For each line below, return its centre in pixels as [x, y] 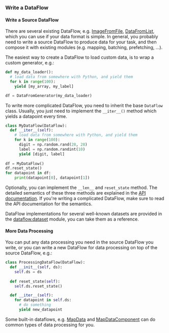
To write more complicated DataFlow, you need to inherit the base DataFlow [84, 105]
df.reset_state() [24, 168]
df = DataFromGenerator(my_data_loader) [49, 96]
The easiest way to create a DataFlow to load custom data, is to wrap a [80, 57]
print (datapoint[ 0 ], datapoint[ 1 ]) [52, 178]
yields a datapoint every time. [36, 116]
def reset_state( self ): [35, 281]
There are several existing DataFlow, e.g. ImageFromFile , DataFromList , [80, 31]
